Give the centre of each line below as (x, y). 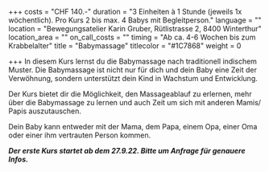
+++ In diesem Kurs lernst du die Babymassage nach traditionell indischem (133, 61)
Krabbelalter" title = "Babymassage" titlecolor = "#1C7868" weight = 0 (125, 46)
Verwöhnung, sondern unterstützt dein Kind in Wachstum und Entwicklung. (133, 78)
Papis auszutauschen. (45, 111)
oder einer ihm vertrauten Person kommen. (80, 135)
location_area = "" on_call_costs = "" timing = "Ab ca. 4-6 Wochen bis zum (132, 37)
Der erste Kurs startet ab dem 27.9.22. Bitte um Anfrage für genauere (127, 151)
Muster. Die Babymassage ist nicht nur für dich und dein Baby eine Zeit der (133, 70)
